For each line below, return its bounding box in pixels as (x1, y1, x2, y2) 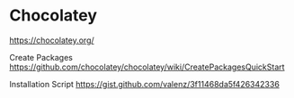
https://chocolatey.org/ (9, 35, 94, 45)
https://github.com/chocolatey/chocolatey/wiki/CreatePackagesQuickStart (9, 61, 285, 72)
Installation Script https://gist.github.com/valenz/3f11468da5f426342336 (9, 78, 281, 89)
